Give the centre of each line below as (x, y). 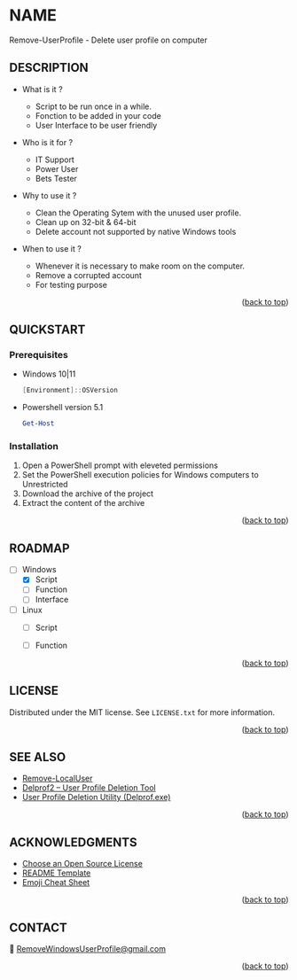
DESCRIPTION (49, 68)
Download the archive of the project (87, 494)
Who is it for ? (47, 142)
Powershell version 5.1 (63, 408)
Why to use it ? (49, 195)
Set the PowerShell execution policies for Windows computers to (140, 475)
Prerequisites (39, 355)
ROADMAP (39, 548)
